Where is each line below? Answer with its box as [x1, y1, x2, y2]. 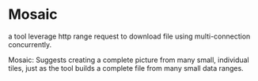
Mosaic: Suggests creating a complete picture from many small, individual [8, 55, 249, 64]
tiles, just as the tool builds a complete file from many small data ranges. [8, 63, 244, 72]
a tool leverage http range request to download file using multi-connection [8, 31, 251, 41]
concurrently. [8, 39, 52, 49]
